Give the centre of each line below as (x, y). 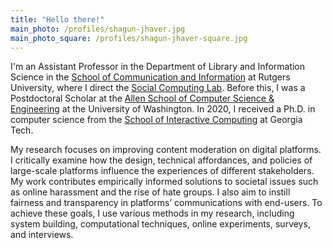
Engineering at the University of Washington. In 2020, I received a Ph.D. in (163, 109)
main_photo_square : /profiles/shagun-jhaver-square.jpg (129, 38)
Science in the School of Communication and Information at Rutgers (150, 77)
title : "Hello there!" (57, 19)
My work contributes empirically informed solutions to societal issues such (164, 182)
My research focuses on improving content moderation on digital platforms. (166, 150)
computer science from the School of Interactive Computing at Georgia (156, 120)
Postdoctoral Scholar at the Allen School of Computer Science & (142, 98)
